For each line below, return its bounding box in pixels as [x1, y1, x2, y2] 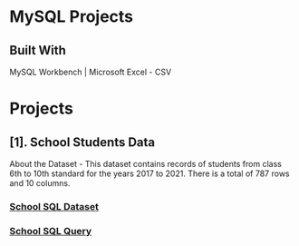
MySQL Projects [9, 6, 134, 27]
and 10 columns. [9, 178, 71, 188]
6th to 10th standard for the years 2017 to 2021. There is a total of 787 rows [9, 168, 290, 179]
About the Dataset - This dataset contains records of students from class [9, 159, 283, 169]
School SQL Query [9, 224, 92, 237]
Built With [9, 43, 66, 58]
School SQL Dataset [9, 200, 100, 212]
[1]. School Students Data [9, 134, 156, 150]
